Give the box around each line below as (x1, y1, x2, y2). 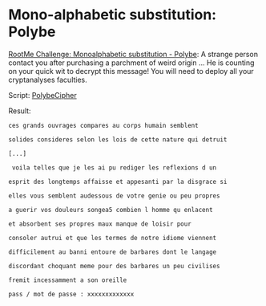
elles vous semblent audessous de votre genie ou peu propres (8, 191, 220, 200)
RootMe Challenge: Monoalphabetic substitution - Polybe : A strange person (8, 49, 259, 59)
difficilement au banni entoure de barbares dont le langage (8, 247, 217, 256)
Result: (8, 106, 31, 116)
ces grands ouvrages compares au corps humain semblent (8, 121, 199, 129)
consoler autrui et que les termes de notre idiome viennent (8, 234, 217, 242)
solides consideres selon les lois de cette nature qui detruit (8, 135, 228, 144)
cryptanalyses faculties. (8, 75, 88, 84)
